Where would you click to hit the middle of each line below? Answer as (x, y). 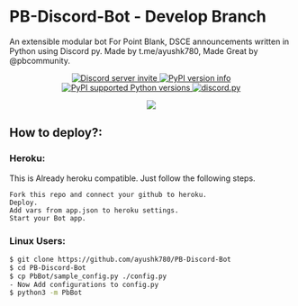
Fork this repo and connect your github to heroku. (108, 194)
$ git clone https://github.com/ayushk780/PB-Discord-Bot (120, 259)
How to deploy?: (56, 133)
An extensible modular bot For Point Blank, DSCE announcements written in (149, 41)
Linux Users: (37, 240)
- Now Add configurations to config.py (84, 284)
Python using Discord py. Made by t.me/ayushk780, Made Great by (134, 50)
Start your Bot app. (48, 218)
